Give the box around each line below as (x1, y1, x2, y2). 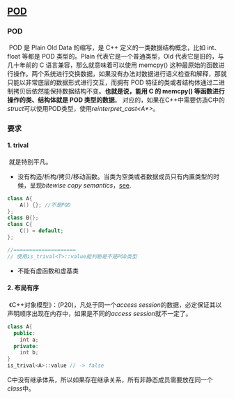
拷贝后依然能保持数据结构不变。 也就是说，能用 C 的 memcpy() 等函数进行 (13, 86, 225, 95)
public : (13, 329, 36, 337)
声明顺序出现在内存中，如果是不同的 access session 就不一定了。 (7, 309, 192, 317)
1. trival (7, 141, 29, 149)
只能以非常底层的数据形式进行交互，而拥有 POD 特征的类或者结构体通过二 (7, 78, 219, 86)
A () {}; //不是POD (19, 202, 71, 209)
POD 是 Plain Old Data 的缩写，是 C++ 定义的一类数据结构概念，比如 (8, 43, 205, 52)
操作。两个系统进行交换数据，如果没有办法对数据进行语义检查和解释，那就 (13, 69, 227, 77)
